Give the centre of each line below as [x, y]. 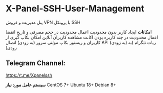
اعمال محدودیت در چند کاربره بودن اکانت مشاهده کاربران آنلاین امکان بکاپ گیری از [82, 37]
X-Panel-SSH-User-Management [75, 9]
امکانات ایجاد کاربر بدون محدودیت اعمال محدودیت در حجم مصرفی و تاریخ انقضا [79, 32]
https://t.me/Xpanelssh [29, 75]
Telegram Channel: [36, 63]
